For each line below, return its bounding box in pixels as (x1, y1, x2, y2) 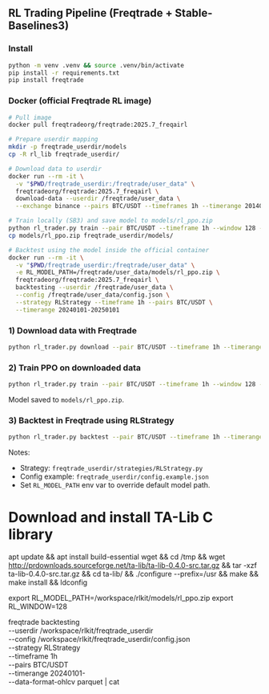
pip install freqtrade (8, 76, 84, 84)
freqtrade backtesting (8, 618, 80, 627)
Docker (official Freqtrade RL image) (8, 96, 152, 107)
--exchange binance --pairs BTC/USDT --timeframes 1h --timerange (15, 202, 242, 210)
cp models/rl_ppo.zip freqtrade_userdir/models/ (8, 231, 174, 239)
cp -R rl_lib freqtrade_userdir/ (8, 150, 120, 159)
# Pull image (8, 113, 52, 121)
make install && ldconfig (8, 578, 88, 587)
